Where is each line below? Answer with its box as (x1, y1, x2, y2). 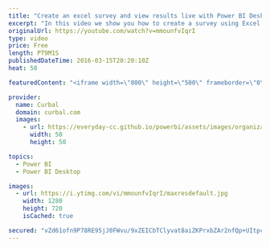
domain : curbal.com (15, 108, 81, 117)
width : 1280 (22, 197, 63, 205)
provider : (8, 93, 42, 101)
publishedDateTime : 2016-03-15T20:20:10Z (8, 57, 149, 65)
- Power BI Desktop (15, 167, 81, 175)
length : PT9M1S (8, 49, 59, 57)
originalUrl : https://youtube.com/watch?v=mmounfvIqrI (8, 27, 196, 35)
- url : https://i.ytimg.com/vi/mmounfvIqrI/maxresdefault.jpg (15, 190, 228, 198)
